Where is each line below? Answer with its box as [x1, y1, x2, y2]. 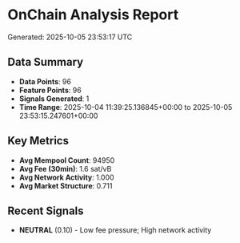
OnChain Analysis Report [7, 6, 179, 24]
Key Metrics [7, 134, 70, 148]
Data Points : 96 [18, 76, 71, 86]
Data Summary [7, 55, 84, 69]
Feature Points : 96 [18, 85, 82, 95]
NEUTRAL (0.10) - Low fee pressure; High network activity [18, 225, 212, 235]
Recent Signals [7, 204, 85, 217]
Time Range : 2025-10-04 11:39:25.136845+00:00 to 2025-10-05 [18, 102, 233, 111]
